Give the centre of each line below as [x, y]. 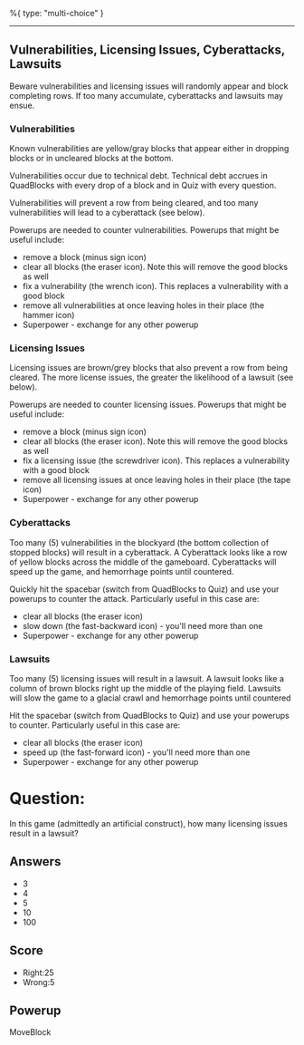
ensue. [22, 105]
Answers [35, 861]
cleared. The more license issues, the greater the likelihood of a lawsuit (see [152, 377]
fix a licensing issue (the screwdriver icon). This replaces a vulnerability [156, 460]
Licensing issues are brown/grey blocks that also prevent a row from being [148, 368]
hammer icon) [48, 315]
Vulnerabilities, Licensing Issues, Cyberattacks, [147, 50]
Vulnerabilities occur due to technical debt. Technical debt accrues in [139, 176]
